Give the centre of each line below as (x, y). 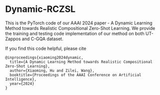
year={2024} (22, 84)
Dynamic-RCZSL (40, 9)
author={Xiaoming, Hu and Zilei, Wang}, (52, 71)
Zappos (13, 39)
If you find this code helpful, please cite (46, 48)
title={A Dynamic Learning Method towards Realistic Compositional (81, 62)
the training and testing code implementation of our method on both (75, 33)
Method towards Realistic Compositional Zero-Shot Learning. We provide (80, 28)
